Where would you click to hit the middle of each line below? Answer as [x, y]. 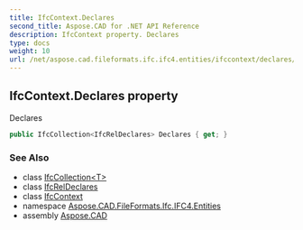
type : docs [30, 43]
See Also [29, 157]
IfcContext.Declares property [94, 96]
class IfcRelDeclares [60, 187]
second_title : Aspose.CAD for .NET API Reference [105, 26]
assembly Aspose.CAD [65, 215]
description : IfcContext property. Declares [94, 34]
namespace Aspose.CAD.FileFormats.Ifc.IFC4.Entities [121, 206]
